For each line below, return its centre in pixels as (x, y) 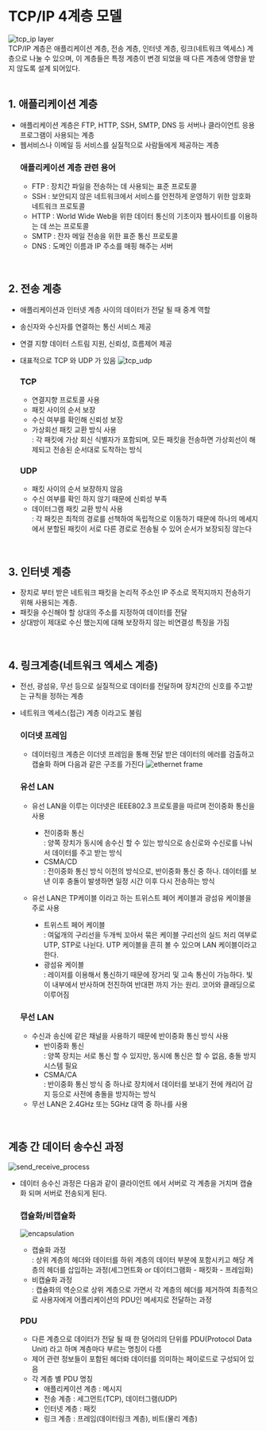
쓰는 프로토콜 (69, 226)
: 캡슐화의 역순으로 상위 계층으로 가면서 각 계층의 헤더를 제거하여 (131, 1290)
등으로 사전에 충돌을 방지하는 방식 (104, 1094)
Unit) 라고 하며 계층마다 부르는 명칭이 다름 (97, 1349)
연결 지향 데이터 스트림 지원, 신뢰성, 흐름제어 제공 (96, 343)
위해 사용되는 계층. (48, 603)
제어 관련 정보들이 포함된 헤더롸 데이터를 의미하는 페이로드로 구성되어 (139, 1359)
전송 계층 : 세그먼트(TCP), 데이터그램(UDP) (110, 1399)
